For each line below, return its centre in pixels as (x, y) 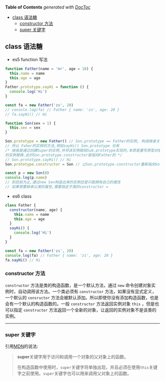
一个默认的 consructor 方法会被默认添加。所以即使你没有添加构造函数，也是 (82, 297)
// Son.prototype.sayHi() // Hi (38, 160)
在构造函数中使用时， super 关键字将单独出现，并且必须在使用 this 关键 (87, 367)
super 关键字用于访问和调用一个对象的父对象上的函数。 (73, 357)
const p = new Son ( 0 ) (27, 173)
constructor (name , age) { (36, 210)
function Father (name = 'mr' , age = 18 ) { (49, 69)
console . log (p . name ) (26, 178)
